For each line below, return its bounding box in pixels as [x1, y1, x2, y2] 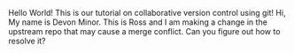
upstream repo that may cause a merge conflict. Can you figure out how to [8, 26, 281, 36]
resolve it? [8, 35, 46, 46]
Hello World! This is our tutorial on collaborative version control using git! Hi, [8, 8, 286, 18]
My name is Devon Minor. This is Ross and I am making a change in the [8, 17, 267, 27]
